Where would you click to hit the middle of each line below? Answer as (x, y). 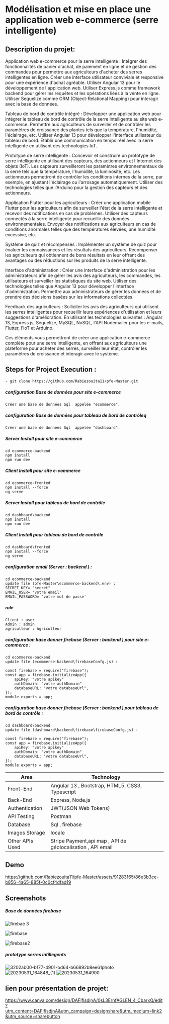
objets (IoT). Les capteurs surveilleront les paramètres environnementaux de (84, 166)
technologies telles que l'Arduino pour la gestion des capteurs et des (76, 188)
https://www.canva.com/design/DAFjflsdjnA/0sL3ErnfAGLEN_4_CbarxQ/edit (84, 1000)
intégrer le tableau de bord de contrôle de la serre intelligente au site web (81, 119)
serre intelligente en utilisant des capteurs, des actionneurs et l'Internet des (83, 161)
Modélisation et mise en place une (78, 9)
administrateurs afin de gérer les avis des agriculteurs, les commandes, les (83, 275)
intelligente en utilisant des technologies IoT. (51, 146)
